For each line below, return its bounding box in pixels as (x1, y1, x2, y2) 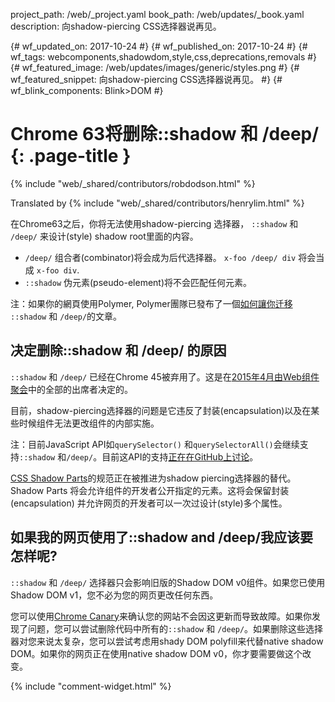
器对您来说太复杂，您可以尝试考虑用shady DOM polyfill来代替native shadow (10, 635, 324, 647)
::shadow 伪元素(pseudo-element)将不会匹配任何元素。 (24, 276, 253, 288)
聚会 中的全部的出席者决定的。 (10, 383, 133, 395)
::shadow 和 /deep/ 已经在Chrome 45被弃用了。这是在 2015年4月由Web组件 (10, 370, 320, 383)
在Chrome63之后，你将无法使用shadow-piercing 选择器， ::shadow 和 (10, 217, 299, 229)
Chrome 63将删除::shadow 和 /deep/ (10, 123, 320, 146)
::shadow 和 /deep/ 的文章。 (10, 310, 123, 322)
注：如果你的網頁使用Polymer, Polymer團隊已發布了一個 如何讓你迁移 (10, 297, 293, 309)
